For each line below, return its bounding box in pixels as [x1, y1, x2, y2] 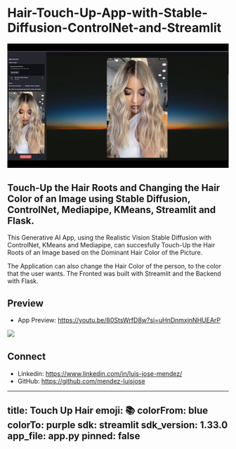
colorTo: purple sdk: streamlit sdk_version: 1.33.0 [7, 419, 228, 431]
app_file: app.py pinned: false [7, 430, 140, 442]
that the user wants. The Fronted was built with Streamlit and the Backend [7, 269, 221, 278]
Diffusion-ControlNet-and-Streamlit [7, 20, 222, 36]
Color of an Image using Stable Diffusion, [7, 193, 191, 204]
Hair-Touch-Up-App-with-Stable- [7, 5, 209, 21]
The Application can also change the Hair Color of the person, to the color [7, 262, 221, 271]
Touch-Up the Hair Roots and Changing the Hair [7, 181, 221, 194]
